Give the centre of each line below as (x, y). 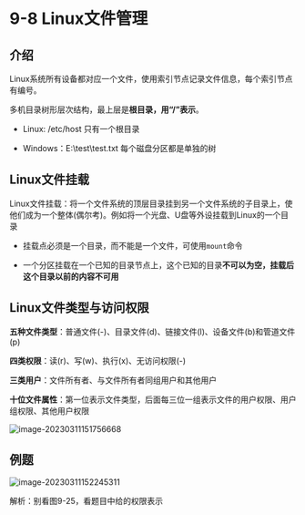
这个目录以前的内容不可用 (71, 276)
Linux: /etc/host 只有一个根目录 (81, 129)
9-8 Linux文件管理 (79, 19)
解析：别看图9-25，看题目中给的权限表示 (86, 501)
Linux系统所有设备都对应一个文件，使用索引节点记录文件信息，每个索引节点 (151, 79)
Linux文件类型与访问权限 (79, 308)
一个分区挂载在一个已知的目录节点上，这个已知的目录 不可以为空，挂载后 (158, 264)
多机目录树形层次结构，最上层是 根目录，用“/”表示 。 (107, 109)
